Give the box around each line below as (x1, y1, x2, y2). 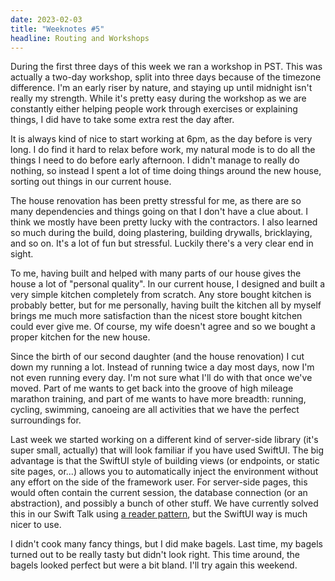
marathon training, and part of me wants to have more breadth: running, (10, 393, 307, 405)
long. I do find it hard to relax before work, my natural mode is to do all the (10, 144, 316, 156)
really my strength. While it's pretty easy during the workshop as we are (10, 92, 307, 105)
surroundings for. (10, 414, 82, 426)
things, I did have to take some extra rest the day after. (10, 114, 235, 126)
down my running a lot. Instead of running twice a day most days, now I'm (10, 361, 315, 373)
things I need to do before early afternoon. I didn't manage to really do (10, 154, 300, 166)
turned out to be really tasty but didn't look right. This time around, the (10, 549, 301, 561)
